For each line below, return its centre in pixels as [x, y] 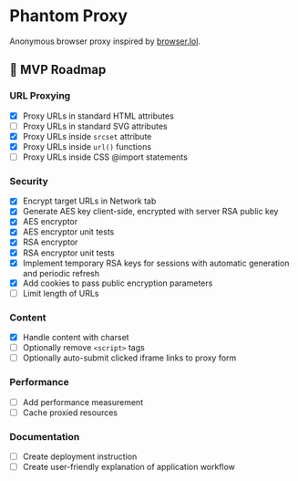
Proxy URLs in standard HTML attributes [98, 116]
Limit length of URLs [61, 293]
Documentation [45, 436]
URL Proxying [40, 96]
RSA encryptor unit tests [69, 253]
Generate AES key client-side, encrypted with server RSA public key [150, 212]
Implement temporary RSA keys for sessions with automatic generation [156, 263]
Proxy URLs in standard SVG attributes [95, 126]
